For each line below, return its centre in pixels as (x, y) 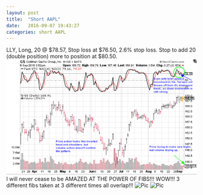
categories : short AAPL (36, 32)
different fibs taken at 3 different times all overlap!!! (70, 185)
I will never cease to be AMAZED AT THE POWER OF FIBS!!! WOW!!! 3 (93, 179)
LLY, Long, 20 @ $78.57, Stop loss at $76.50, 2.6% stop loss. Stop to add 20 (101, 50)
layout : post (23, 13)
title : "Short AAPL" (34, 19)
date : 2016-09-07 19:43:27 (43, 25)
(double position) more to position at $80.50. (62, 56)
